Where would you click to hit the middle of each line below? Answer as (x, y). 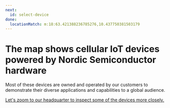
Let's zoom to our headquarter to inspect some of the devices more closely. (85, 100)
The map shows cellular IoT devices (82, 49)
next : (11, 10)
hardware (26, 71)
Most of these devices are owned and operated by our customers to (77, 85)
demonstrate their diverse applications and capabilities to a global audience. (85, 90)
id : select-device (30, 15)
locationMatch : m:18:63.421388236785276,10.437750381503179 (75, 24)
